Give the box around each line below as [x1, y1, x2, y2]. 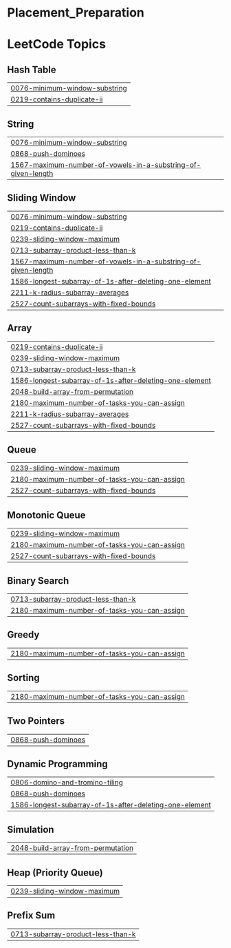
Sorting [7, 672, 40, 684]
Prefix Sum [7, 909, 56, 922]
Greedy [7, 629, 40, 641]
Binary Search [7, 575, 69, 586]
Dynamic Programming [7, 758, 108, 770]
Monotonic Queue [7, 509, 86, 521]
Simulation [7, 823, 54, 836]
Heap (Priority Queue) [7, 867, 103, 878]
